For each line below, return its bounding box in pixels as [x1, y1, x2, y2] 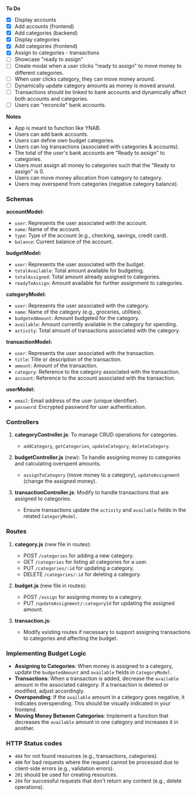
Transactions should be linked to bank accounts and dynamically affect [14, 88, 187, 95]
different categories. [14, 69, 64, 76]
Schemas [6, 195, 33, 203]
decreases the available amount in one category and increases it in [14, 718, 178, 725]
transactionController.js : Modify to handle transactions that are [14, 489, 169, 496]
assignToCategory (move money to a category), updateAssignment [23, 471, 180, 478]
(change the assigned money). [23, 478, 97, 485]
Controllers [6, 418, 39, 426]
